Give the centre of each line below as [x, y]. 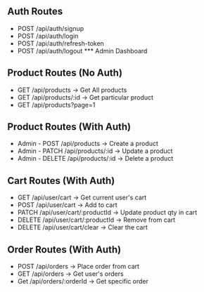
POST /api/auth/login [48, 36]
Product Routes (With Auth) [69, 127]
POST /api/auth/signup [51, 28]
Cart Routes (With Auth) [61, 181]
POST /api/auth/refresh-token [60, 43]
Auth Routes [35, 12]
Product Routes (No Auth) [65, 73]
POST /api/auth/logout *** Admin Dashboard [82, 51]
